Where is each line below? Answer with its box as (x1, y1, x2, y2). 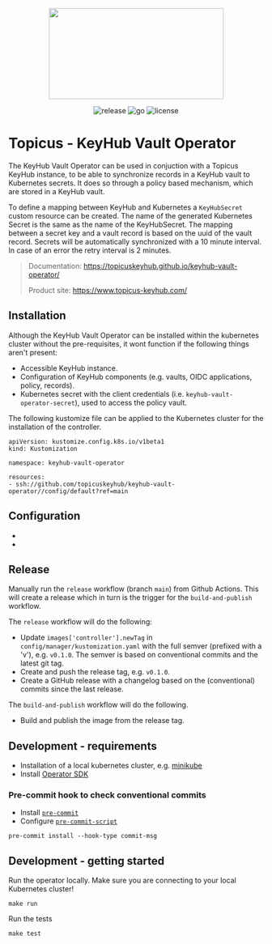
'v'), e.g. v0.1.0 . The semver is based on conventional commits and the (19, 650, 258, 660)
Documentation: (28, 261, 83, 270)
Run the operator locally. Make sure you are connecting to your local (8, 875, 236, 886)
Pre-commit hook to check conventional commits (8, 789, 206, 801)
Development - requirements (8, 739, 158, 753)
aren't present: (8, 347, 58, 357)
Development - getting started (8, 854, 164, 868)
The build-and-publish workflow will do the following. (8, 700, 189, 710)
